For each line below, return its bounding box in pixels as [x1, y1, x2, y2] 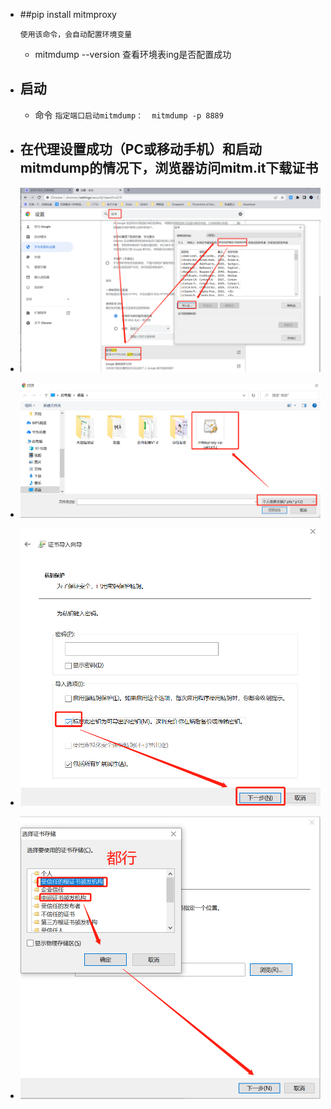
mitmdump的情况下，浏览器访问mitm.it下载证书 [19, 160, 319, 177]
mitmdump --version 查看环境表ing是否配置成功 [34, 49, 232, 60]
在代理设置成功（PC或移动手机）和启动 [19, 141, 262, 158]
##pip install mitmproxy [19, 9, 117, 20]
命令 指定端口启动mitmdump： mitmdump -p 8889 [34, 109, 224, 121]
